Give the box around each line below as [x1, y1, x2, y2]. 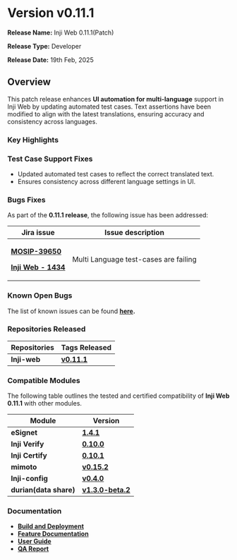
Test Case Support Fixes [7, 154, 93, 164]
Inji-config [11, 474, 48, 484]
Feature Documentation [17, 530, 90, 538]
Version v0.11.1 [7, 5, 95, 21]
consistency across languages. [7, 117, 97, 126]
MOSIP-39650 [11, 247, 62, 257]
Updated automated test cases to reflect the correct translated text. [17, 169, 214, 178]
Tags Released [61, 342, 111, 352]
